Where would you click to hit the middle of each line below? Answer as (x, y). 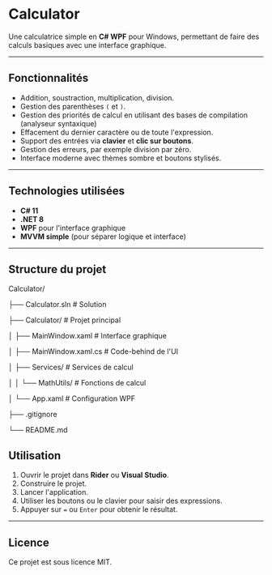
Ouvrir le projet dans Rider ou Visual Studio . (94, 475)
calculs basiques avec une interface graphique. (87, 45)
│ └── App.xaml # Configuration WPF (72, 398)
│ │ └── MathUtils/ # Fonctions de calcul (77, 383)
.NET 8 (32, 219)
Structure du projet (57, 269)
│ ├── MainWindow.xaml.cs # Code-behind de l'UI (93, 351)
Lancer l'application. (54, 492)
